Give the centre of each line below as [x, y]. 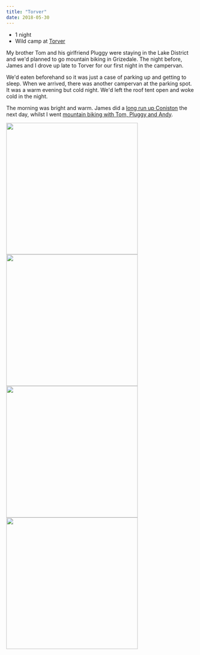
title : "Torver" [26, 12]
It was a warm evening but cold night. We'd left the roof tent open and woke [100, 90]
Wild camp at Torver [40, 41]
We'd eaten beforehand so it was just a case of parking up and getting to [96, 77]
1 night [23, 34]
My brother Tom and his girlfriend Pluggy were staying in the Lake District [98, 52]
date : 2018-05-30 [28, 17]
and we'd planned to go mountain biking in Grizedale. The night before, [94, 59]
